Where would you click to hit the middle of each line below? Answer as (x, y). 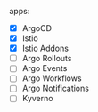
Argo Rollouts (47, 59)
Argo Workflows (52, 78)
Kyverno (37, 99)
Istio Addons (45, 48)
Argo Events (45, 68)
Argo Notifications (55, 88)
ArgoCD (37, 28)
